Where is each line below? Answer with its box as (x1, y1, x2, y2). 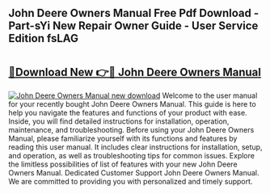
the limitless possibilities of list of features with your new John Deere (8, 159, 238, 169)
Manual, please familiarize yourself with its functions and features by (8, 133, 238, 143)
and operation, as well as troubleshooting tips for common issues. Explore (8, 151, 255, 160)
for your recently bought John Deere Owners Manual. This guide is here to (8, 99, 256, 108)
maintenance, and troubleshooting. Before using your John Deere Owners (8, 125, 255, 134)
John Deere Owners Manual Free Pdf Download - (8, 6, 259, 20)
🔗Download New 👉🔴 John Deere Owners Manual (8, 65, 261, 79)
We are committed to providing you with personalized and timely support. (8, 177, 253, 186)
